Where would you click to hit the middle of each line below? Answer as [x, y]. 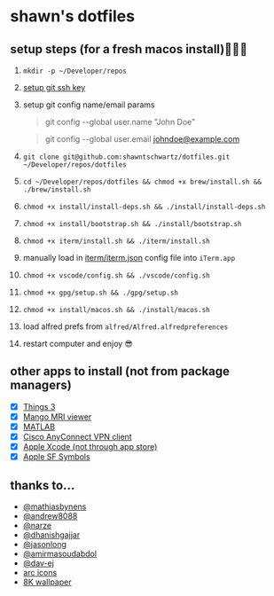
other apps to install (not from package [120, 371]
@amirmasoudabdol [59, 553]
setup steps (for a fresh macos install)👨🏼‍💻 [129, 49]
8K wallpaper [47, 582]
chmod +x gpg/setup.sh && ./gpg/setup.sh [100, 293]
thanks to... [43, 485]
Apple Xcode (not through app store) [90, 447]
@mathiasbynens [55, 506]
